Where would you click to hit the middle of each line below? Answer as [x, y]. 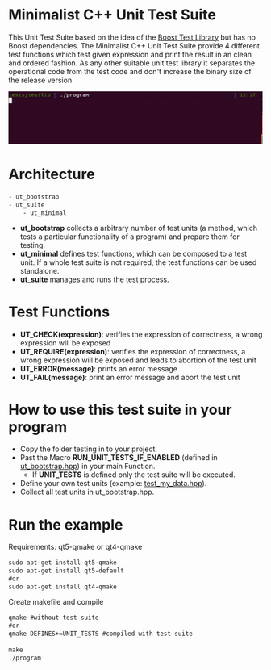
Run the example [66, 524]
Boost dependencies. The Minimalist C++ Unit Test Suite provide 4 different [134, 45]
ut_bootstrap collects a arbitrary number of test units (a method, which [139, 228]
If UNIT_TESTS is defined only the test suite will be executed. [134, 475]
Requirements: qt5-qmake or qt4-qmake [75, 547]
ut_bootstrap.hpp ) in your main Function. [88, 467]
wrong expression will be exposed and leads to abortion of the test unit [138, 360]
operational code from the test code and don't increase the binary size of [130, 71]
